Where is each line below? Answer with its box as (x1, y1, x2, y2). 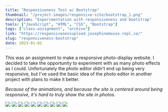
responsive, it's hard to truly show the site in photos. (5, 91, 116, 97)
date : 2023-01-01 (5, 41, 42, 46)
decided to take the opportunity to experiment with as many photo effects (5, 60, 161, 66)
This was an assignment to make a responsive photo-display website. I (5, 54, 154, 61)
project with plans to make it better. (5, 76, 80, 82)
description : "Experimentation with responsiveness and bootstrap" (5, 17, 152, 22)
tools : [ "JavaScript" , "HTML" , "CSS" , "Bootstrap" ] (5, 21, 117, 27)
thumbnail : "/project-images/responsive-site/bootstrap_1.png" (5, 12, 143, 17)
